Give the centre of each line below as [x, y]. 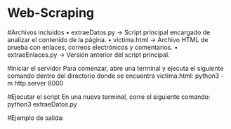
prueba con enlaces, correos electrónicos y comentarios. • [93, 47]
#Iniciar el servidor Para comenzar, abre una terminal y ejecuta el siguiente [115, 68]
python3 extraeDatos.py [42, 104]
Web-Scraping [51, 13]
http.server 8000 [39, 83]
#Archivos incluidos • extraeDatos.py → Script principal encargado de [109, 32]
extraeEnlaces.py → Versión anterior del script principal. [88, 55]
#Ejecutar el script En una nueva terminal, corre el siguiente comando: [109, 97]
